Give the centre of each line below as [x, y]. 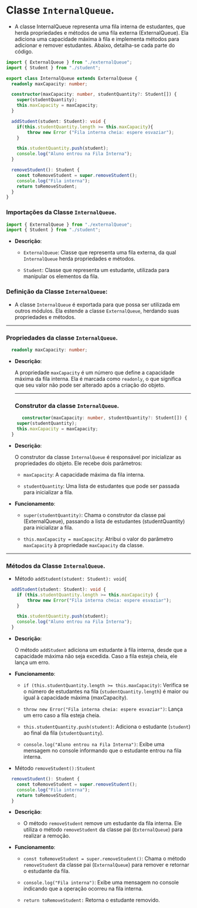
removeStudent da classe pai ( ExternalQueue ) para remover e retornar [106, 865]
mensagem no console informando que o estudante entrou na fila [102, 750]
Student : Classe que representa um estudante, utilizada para [96, 270]
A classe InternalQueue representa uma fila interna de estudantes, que [100, 26]
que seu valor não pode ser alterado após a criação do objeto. [90, 385]
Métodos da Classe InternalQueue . [56, 566]
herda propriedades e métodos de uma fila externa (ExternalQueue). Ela [101, 32]
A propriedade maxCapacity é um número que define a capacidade [94, 372]
